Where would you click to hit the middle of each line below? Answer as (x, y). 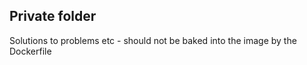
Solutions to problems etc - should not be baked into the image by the (153, 40)
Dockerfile (30, 51)
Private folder (53, 16)
